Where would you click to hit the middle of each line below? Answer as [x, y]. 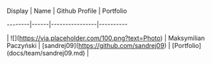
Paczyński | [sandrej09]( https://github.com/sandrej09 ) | [89, 45]
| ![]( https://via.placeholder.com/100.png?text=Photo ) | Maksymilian [106, 38]
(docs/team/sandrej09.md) [46, 53]
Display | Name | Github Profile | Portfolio [67, 11]
